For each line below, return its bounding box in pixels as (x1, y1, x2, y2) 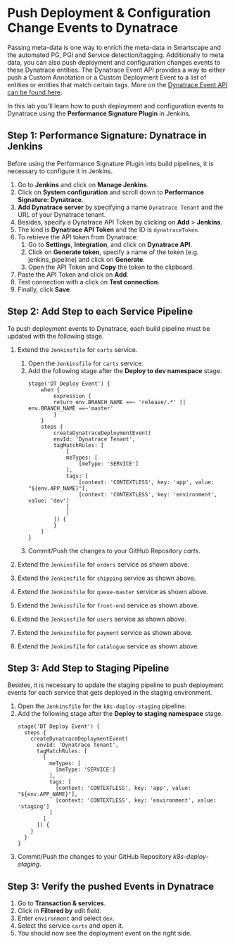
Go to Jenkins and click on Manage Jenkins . (17, 180, 149, 189)
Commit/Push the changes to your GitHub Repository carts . (27, 546, 201, 555)
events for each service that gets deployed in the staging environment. (7, 688, 212, 697)
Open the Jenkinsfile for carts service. (27, 359, 144, 367)
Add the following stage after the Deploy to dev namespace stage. (27, 366, 222, 375)
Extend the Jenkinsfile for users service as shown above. (17, 615, 186, 623)
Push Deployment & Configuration (7, 5, 211, 21)
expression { (53, 392, 91, 399)
